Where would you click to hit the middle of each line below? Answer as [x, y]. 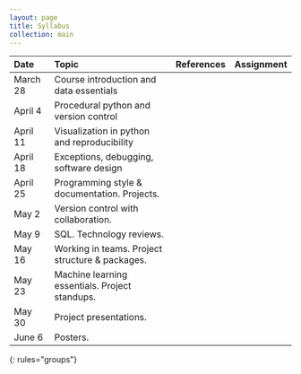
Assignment [261, 65]
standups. [75, 297]
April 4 [28, 111]
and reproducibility [94, 143]
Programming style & [99, 183]
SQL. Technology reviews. [109, 234]
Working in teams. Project [108, 249]
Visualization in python [102, 131]
